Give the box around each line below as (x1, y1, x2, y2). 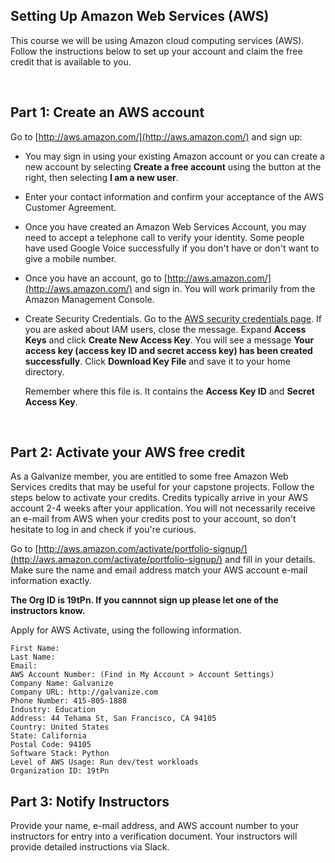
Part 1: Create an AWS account (10, 104, 205, 121)
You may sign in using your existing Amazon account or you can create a (24, 150, 325, 162)
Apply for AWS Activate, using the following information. (10, 624, 242, 636)
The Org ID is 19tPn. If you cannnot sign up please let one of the (10, 594, 279, 606)
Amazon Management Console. (24, 293, 155, 305)
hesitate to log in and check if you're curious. (10, 524, 197, 536)
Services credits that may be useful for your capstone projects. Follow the (10, 481, 315, 493)
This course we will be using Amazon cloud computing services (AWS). (10, 34, 305, 46)
